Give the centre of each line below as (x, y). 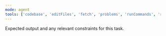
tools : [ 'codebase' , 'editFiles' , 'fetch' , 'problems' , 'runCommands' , (80, 14)
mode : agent (17, 10)
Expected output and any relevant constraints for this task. (65, 28)
